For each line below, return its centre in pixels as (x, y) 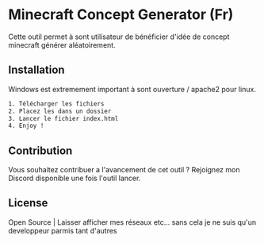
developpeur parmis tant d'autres (63, 230)
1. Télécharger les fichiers (56, 104)
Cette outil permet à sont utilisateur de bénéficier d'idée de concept (119, 37)
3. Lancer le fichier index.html (63, 118)
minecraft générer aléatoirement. (62, 44)
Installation (36, 70)
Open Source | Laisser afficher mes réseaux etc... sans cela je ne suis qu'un (132, 222)
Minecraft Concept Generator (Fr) (121, 15)
